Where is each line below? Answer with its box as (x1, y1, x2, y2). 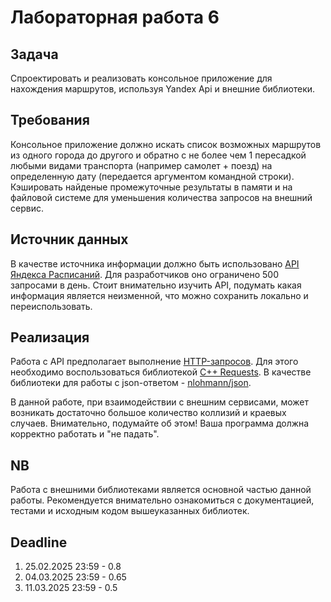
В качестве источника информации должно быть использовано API (10, 257, 300, 270)
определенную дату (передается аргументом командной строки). (10, 170, 295, 182)
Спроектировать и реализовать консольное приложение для (10, 72, 273, 84)
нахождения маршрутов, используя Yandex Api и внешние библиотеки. (10, 83, 316, 95)
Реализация (10, 329, 90, 346)
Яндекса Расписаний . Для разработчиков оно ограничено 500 (10, 268, 280, 280)
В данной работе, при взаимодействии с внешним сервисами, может (10, 396, 309, 408)
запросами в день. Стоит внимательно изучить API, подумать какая (10, 279, 302, 291)
